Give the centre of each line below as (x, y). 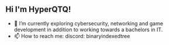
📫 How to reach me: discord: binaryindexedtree (72, 36)
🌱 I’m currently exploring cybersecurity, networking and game (88, 23)
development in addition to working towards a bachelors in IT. (88, 29)
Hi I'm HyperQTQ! (38, 10)
